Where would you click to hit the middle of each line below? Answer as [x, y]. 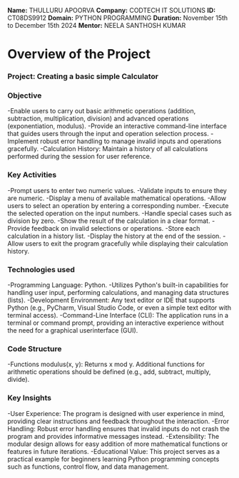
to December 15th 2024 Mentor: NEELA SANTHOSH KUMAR [97, 25]
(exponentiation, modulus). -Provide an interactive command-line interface [117, 126]
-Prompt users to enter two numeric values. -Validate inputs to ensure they [117, 190]
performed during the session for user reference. [80, 157]
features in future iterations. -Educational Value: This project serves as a [113, 451]
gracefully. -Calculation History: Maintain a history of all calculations [108, 149]
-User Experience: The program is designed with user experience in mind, [116, 413]
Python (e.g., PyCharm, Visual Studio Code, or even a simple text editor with [119, 308]
